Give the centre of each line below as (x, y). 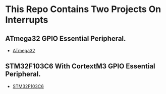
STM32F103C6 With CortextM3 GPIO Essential (80, 66)
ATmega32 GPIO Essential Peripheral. (66, 38)
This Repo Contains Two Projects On (83, 9)
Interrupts (27, 20)
